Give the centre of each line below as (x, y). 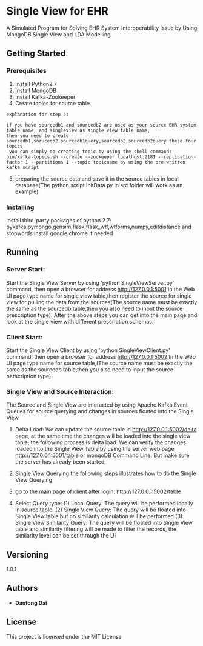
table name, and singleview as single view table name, (78, 130)
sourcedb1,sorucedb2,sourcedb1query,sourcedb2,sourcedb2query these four (101, 141)
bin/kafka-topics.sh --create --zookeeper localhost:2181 (81, 157)
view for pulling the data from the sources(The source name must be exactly (102, 302)
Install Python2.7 (36, 84)
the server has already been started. (60, 462)
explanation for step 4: (38, 114)
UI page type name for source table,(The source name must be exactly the (99, 363)
